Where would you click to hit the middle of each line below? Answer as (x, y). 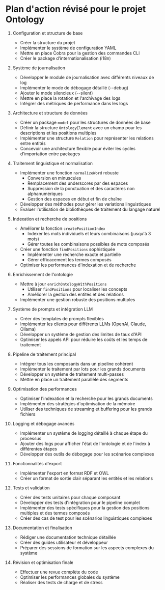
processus (31, 438)
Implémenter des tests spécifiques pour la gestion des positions (85, 507)
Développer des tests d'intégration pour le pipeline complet (80, 503)
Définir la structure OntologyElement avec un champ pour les (81, 127)
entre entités (33, 143)
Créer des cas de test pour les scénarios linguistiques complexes (86, 518)
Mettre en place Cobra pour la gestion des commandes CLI (80, 53)
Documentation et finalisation (42, 528)
